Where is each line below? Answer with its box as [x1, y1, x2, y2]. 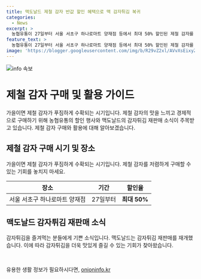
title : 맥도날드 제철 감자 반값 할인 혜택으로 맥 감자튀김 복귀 [6, 8, 141, 15]
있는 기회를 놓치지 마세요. [6, 168, 66, 175]
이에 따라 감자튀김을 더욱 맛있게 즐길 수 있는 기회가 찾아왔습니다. [23, 242, 173, 249]
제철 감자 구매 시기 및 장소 [6, 143, 96, 153]
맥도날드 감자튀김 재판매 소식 [6, 217, 106, 228]
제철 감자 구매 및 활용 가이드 [6, 88, 135, 102]
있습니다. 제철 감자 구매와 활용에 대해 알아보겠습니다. [12, 124, 136, 131]
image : [6, 48, 23, 54]
